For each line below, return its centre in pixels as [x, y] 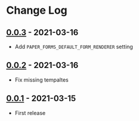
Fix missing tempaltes [41, 80]
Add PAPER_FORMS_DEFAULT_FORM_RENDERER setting [74, 46]
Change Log [37, 10]
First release [30, 113]
